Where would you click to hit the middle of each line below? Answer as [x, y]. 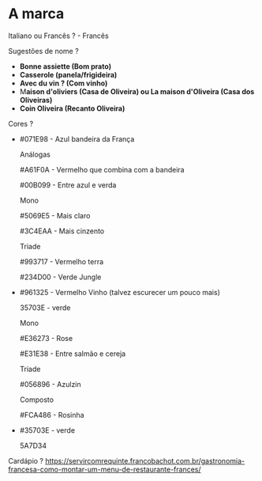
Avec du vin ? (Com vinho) [64, 83]
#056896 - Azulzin [50, 384]
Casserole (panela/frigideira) [68, 74]
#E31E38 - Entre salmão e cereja [73, 354]
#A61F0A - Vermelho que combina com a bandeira [102, 169]
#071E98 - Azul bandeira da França [77, 138]
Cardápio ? [26, 460]
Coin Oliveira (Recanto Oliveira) [72, 108]
